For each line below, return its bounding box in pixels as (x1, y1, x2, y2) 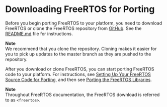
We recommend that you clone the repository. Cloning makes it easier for (5, 45, 157, 51)
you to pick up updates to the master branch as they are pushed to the (5, 51, 151, 57)
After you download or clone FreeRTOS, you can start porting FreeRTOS (5, 66, 154, 72)
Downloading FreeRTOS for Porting (5, 3, 155, 15)
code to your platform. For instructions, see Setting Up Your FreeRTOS (5, 71, 151, 77)
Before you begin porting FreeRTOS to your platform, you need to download (5, 20, 162, 26)
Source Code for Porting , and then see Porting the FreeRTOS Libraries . (5, 76, 152, 82)
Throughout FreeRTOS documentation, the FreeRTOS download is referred (5, 91, 160, 97)
